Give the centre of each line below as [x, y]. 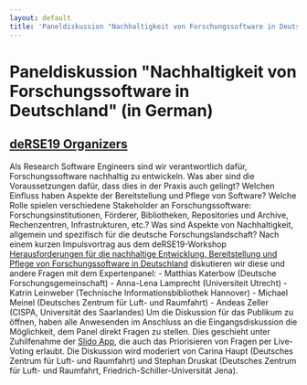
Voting [22, 351]
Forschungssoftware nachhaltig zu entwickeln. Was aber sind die [132, 176]
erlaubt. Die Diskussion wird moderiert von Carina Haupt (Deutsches [165, 351]
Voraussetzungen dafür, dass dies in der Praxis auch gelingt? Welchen [143, 186]
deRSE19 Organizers [69, 144]
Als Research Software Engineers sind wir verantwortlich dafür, [128, 166]
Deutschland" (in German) [111, 110]
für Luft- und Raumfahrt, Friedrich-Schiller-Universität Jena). [124, 370]
